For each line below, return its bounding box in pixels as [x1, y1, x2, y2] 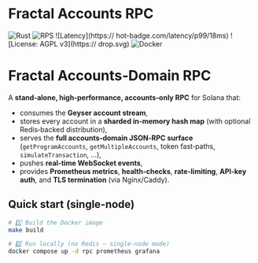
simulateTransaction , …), [19, 150, 102, 159]
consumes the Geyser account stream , [19, 108, 148, 117]
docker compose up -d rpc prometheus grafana [8, 247, 160, 256]
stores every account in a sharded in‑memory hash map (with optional [19, 116, 251, 126]
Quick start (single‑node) [8, 198, 135, 211]
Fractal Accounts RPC [8, 5, 154, 23]
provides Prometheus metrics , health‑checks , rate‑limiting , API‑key [19, 166, 247, 176]
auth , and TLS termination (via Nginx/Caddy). [19, 175, 170, 184]
